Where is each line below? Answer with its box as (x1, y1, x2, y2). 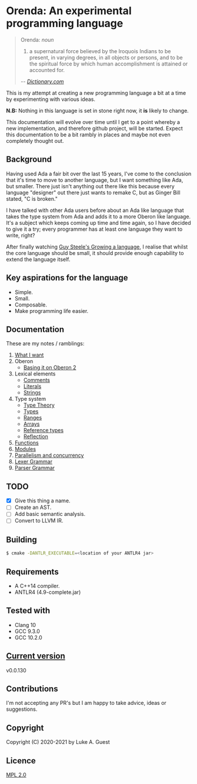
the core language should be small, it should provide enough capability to (6, 249, 184, 256)
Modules (14, 446, 36, 453)
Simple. (14, 288, 34, 296)
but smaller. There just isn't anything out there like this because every (6, 182, 175, 190)
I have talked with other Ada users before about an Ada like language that (6, 207, 184, 214)
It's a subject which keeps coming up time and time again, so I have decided (6, 219, 191, 226)
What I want (14, 351, 44, 358)
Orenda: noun (20, 36, 54, 43)
